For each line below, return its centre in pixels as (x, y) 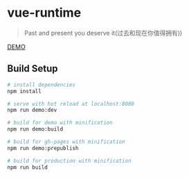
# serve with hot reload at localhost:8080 (71, 104)
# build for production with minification (69, 161)
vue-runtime (44, 13)
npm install (24, 91)
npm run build (28, 167)
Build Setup (33, 68)
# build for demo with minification (60, 123)
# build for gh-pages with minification (66, 142)
